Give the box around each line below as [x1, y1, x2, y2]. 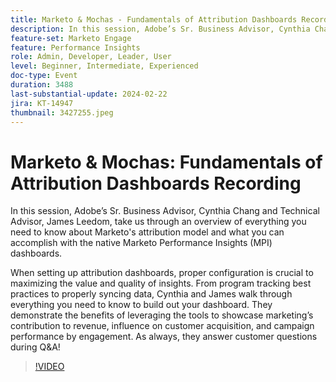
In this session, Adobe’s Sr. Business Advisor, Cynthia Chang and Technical [10, 205, 320, 217]
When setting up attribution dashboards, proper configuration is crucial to [10, 267, 314, 279]
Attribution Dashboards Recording [10, 172, 302, 195]
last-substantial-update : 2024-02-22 [10, 89, 168, 99]
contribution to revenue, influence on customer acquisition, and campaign [10, 320, 315, 332]
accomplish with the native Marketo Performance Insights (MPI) [10, 237, 273, 249]
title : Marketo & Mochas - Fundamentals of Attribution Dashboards [10, 14, 298, 25]
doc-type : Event [10, 71, 78, 81]
